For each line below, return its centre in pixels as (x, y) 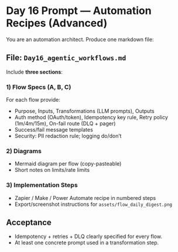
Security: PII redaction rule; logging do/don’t (68, 136)
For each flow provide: (33, 100)
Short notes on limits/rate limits (52, 170)
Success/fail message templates (54, 130)
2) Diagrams (24, 151)
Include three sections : (35, 72)
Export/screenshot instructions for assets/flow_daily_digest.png (93, 204)
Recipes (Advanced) (57, 23)
